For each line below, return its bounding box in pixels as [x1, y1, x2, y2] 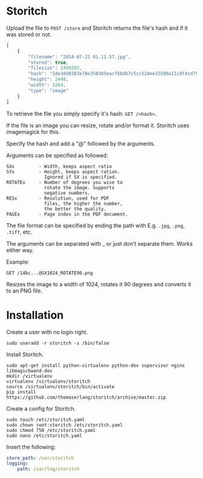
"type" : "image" [28, 87, 69, 93]
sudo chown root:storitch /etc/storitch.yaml [6, 422, 123, 428]
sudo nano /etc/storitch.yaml [6, 433, 83, 439]
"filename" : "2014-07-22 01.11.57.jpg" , [28, 53, 131, 60]
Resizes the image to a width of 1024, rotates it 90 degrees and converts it [6, 280, 192, 288]
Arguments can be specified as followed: [6, 152, 108, 159]
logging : [6, 460, 28, 466]
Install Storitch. [6, 351, 44, 358]
